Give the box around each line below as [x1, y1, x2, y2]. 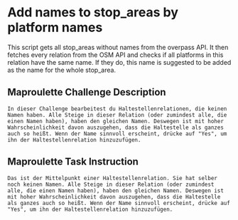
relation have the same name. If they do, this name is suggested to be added [7, 58, 232, 66]
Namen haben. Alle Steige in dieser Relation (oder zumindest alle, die [7, 111, 227, 118]
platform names [7, 19, 103, 36]
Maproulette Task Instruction [7, 156, 139, 168]
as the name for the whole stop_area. [7, 66, 116, 74]
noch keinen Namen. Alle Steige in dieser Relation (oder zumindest [7, 181, 215, 188]
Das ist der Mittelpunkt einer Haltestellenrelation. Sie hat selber [7, 174, 218, 182]
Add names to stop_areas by [7, 4, 179, 21]
